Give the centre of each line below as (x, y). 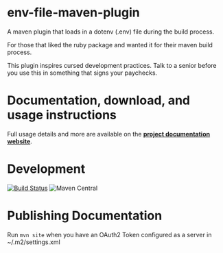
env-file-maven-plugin (73, 13)
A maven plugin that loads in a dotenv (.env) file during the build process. (111, 32)
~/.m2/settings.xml (34, 242)
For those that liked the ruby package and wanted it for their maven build (110, 45)
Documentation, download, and (99, 100)
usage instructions (62, 115)
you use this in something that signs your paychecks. (82, 73)
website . (20, 141)
